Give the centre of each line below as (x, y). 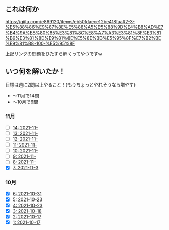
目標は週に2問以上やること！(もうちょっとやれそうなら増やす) (71, 84)
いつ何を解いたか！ (35, 71)
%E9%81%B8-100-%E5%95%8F (40, 43)
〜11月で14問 (26, 95)
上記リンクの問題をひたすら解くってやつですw (54, 54)
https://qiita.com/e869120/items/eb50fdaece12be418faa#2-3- (70, 21)
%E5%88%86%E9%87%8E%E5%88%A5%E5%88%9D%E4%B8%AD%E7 (84, 27)
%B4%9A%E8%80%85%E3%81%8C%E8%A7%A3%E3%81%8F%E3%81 (83, 33)
